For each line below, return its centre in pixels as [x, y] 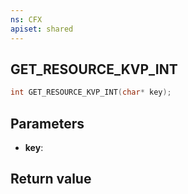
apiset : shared [42, 29]
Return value [51, 179]
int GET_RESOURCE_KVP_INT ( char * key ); [91, 92]
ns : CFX [26, 19]
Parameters [47, 123]
